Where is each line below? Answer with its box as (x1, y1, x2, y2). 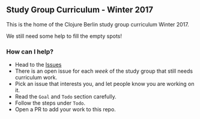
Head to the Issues (14, 61, 62, 69)
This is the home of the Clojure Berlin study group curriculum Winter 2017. (6, 20, 189, 28)
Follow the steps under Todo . (14, 99, 86, 107)
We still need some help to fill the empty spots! (6, 32, 122, 40)
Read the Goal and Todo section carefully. (14, 93, 117, 100)
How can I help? (6, 47, 54, 56)
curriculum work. (14, 74, 58, 81)
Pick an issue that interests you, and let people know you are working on (14, 81, 195, 88)
